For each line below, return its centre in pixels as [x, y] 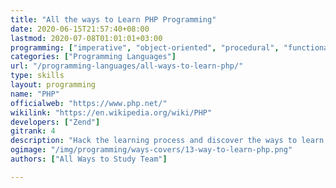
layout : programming [53, 85]
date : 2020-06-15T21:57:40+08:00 [80, 29]
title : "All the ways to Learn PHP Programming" [113, 19]
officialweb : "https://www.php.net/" [89, 103]
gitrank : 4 [33, 131]
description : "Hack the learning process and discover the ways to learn [167, 141]
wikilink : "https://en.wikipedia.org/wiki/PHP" [111, 112]
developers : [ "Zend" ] [55, 122]
